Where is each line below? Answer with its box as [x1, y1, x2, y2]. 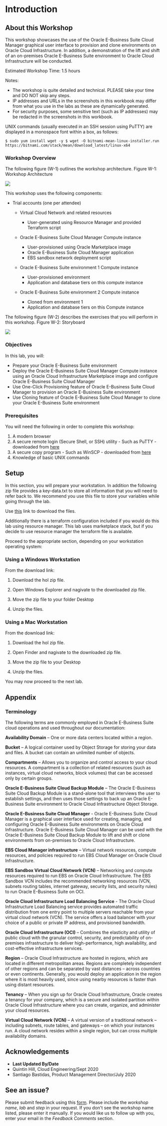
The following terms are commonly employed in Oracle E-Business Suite [5, 719, 154, 725]
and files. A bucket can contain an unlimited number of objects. [5, 749, 136, 755]
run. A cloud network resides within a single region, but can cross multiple [5, 1027, 158, 1033]
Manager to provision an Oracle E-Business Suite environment [12, 389, 141, 395]
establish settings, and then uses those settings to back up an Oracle [5, 795, 147, 801]
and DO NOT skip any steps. [12, 93, 71, 98]
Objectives [5, 341, 32, 348]
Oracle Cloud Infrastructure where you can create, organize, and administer [5, 1002, 161, 1008]
